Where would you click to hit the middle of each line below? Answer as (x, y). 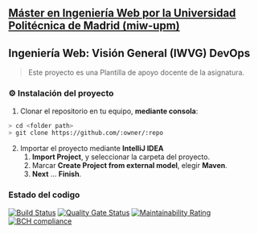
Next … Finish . (57, 174)
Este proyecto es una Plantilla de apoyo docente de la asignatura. (136, 72)
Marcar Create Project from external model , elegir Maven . (129, 166)
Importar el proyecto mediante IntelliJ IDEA (92, 149)
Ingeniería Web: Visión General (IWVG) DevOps (129, 53)
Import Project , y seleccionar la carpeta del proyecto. (121, 157)
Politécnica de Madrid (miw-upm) (94, 26)
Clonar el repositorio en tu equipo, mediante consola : (109, 111)
